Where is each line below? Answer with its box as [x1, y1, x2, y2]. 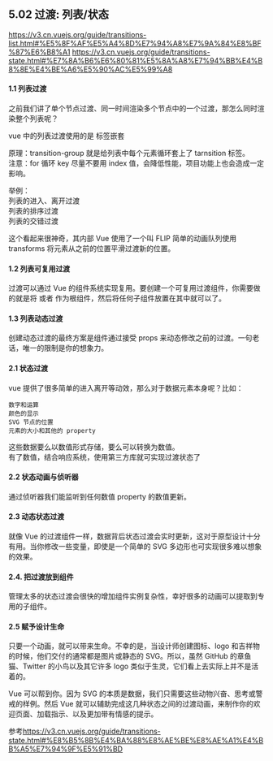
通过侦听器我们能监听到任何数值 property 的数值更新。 [8, 491, 191, 501]
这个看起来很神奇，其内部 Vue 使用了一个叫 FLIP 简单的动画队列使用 [8, 234, 237, 244]
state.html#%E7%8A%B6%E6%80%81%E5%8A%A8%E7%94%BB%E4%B [8, 55, 263, 65]
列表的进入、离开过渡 [8, 196, 80, 205]
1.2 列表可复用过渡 [8, 263, 71, 274]
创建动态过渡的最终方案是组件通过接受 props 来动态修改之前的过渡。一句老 [8, 333, 260, 343]
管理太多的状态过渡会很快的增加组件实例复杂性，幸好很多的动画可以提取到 [8, 591, 258, 601]
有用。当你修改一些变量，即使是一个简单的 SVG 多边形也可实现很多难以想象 [8, 542, 262, 551]
